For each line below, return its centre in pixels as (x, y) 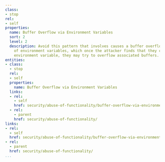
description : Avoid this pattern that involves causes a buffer (77, 46)
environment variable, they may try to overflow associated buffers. (87, 55)
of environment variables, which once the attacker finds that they (85, 51)
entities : (15, 60)
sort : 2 (17, 37)
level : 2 (18, 42)
